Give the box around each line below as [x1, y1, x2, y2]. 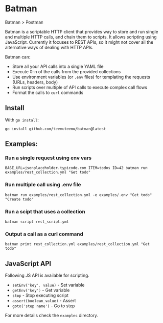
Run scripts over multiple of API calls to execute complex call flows [12, 84, 148, 90]
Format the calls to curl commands [12, 89, 84, 95]
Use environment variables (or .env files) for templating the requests [12, 74, 150, 80]
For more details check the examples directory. [5, 313, 98, 319]
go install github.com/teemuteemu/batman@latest [5, 126, 106, 131]
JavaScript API [5, 259, 51, 268]
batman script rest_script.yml [5, 219, 69, 224]
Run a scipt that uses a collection [5, 208, 86, 215]
